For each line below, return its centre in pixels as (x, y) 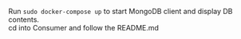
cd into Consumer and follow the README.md (84, 28)
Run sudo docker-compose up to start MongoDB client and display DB (120, 11)
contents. (24, 19)
